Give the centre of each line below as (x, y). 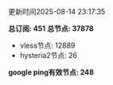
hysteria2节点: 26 (49, 55)
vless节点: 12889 (47, 45)
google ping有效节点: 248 (51, 72)
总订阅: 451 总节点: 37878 (51, 29)
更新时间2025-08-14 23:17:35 (57, 12)
